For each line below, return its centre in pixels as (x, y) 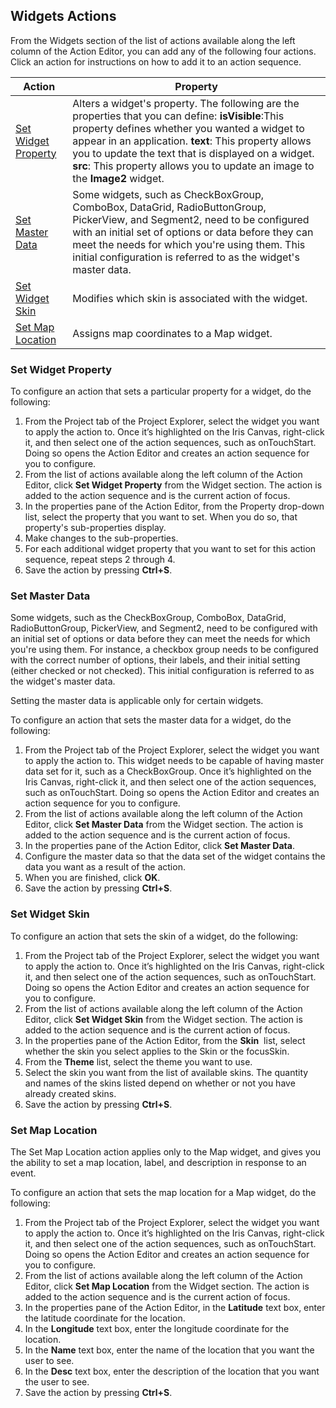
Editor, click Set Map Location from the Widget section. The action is (167, 1286)
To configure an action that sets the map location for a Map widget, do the (163, 1192)
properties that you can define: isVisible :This (178, 116)
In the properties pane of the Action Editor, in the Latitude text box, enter (175, 1307)
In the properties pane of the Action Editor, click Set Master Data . (159, 846)
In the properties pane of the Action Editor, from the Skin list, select (165, 1040)
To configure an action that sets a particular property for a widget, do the (161, 391)
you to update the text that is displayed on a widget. (193, 153)
